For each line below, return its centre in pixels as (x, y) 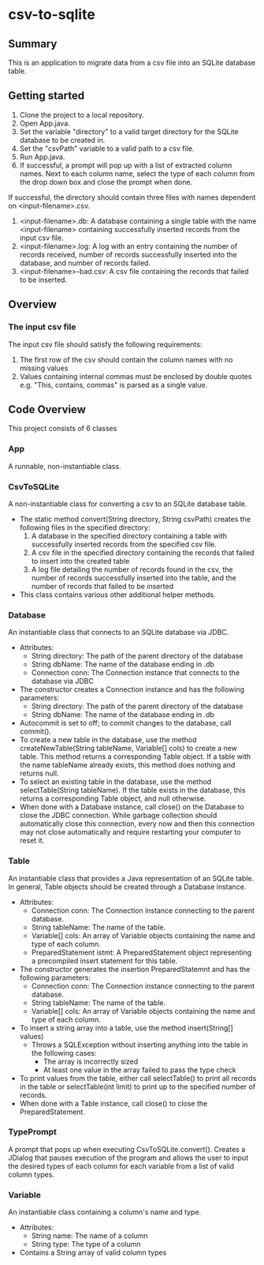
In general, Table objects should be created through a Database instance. (127, 887)
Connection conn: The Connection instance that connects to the (136, 673)
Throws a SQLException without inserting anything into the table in (139, 1045)
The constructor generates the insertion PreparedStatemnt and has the (135, 969)
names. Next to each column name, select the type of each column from (137, 173)
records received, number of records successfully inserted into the (128, 254)
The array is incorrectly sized (91, 1061)
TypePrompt (32, 1132)
